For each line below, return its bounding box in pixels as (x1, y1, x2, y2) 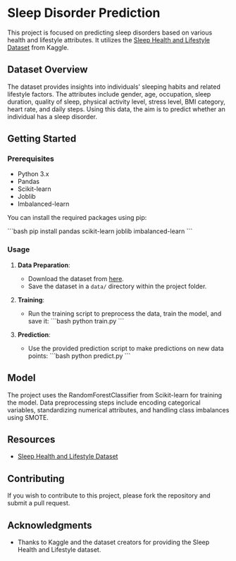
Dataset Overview (7, 63, 88, 75)
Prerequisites (7, 154, 54, 164)
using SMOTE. (7, 413, 49, 421)
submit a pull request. (7, 499, 70, 507)
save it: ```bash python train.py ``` (27, 316, 125, 325)
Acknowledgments (7, 519, 93, 531)
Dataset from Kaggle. (7, 43, 69, 51)
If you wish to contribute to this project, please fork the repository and (7, 491, 211, 500)
